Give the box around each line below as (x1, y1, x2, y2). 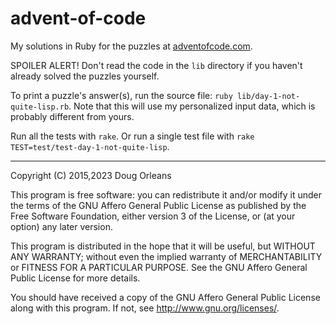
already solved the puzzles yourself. (10, 70, 160, 82)
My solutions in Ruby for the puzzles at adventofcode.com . (10, 40, 253, 52)
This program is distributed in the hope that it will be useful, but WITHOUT (10, 240, 316, 252)
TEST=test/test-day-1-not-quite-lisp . (10, 140, 170, 152)
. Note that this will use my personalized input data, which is (68, 100, 316, 112)
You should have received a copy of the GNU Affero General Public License (10, 291, 321, 303)
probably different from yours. (10, 110, 135, 122)
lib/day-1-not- (236, 91, 301, 101)
